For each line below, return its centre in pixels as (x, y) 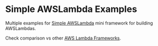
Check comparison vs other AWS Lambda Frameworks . (63, 38)
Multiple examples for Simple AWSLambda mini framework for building (79, 23)
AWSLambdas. (21, 28)
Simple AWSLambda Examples (71, 9)
